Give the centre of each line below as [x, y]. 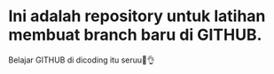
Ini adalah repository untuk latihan [137, 16]
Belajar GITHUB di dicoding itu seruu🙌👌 [82, 60]
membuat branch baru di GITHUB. [135, 35]
